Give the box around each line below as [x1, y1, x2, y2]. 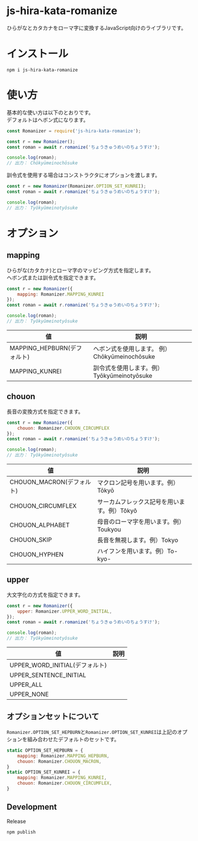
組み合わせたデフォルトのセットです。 [26, 736, 120, 743]
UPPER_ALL [9, 681, 43, 689]
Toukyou [97, 526, 122, 533]
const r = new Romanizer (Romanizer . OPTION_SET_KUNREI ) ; [6, 184, 146, 190]
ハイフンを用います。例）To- [97, 547, 178, 555]
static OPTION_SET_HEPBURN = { [6, 747, 83, 753]
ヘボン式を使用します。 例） [93, 344, 171, 353]
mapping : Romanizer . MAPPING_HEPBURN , [17, 753, 110, 759]
